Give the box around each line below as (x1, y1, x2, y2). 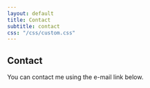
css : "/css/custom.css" (7, 29, 76, 36)
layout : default (7, 10, 54, 17)
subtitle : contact (7, 23, 60, 30)
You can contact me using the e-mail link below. (7, 73, 144, 81)
